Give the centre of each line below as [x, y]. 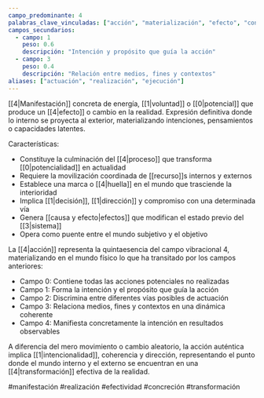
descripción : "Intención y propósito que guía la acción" [119, 52]
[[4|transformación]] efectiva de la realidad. [79, 371]
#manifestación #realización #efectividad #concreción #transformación [124, 386]
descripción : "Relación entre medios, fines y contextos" [119, 74]
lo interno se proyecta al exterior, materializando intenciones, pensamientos [131, 120]
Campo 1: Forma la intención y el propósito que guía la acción [119, 289]
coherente [36, 314]
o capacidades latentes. [47, 128]
